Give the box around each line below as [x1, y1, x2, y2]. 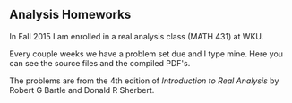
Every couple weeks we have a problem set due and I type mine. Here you [9, 48, 284, 59]
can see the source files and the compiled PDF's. [9, 57, 191, 68]
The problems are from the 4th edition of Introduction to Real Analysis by [9, 75, 279, 86]
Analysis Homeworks [9, 7, 132, 22]
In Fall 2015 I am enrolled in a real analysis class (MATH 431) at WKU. [9, 30, 264, 41]
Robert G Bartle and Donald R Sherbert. [9, 84, 155, 95]
